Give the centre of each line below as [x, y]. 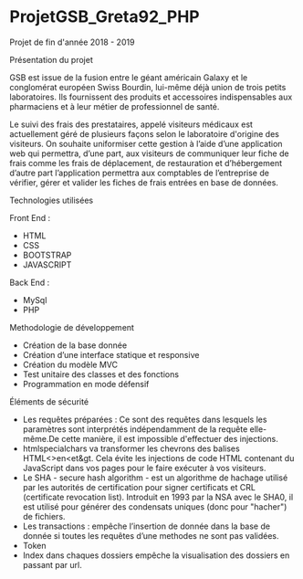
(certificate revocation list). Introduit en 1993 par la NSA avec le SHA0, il [158, 497]
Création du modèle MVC [70, 364]
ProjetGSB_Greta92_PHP [105, 17]
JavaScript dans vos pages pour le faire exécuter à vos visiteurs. [144, 468]
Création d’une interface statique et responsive [111, 354]
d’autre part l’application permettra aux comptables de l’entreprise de [139, 173]
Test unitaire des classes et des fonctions [101, 374]
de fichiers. [44, 516]
